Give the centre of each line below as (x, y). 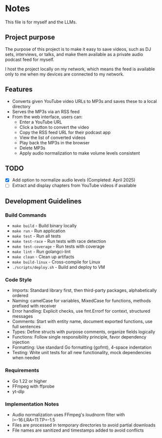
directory (21, 106)
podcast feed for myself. (30, 60)
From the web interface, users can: (47, 117)
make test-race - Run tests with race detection (59, 241)
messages (22, 316)
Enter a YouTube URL (41, 122)
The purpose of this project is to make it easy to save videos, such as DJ (78, 49)
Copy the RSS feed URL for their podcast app (65, 132)
